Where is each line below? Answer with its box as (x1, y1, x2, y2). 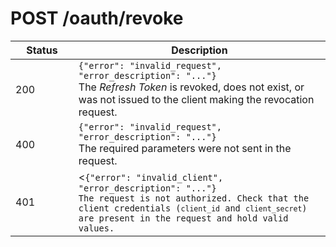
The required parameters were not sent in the (78, 141, 292, 155)
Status (26, 43, 58, 57)
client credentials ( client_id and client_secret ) (78, 202, 308, 214)
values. (78, 222, 115, 234)
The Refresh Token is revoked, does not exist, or (78, 80, 305, 94)
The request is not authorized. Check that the (78, 192, 310, 204)
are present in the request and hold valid (78, 212, 289, 224)
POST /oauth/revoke (10, 7, 184, 30)
